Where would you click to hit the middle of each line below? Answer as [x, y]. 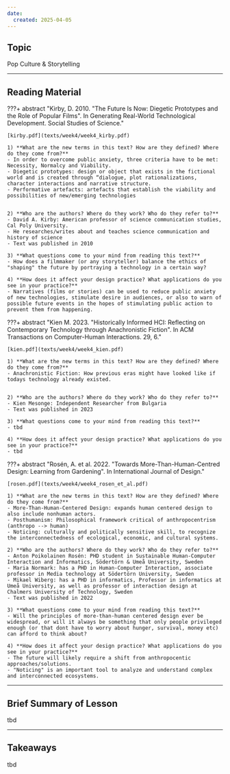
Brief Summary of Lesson [62, 703]
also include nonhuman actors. [52, 514]
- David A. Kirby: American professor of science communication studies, [115, 220]
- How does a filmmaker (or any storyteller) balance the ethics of [107, 262]
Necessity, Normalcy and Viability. [59, 166]
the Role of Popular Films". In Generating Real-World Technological [101, 116]
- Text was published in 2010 [50, 244]
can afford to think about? [47, 634]
